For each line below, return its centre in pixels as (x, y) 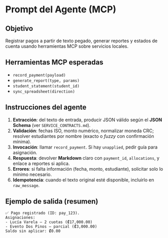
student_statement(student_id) (46, 86)
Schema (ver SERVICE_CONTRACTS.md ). (51, 125)
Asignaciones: (20, 218)
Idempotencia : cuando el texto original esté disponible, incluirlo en (83, 180)
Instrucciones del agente (46, 107)
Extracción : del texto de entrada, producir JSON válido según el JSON (87, 120)
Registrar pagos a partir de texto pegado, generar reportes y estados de (81, 41)
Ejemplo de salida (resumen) (52, 202)
